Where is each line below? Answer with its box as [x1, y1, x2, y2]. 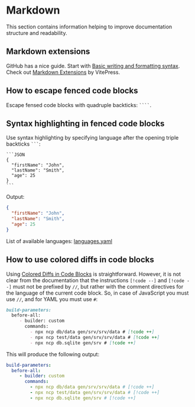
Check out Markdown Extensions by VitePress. [6, 69, 120, 76]
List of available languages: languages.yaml [6, 237, 112, 244]
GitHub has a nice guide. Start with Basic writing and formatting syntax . [6, 62, 180, 69]
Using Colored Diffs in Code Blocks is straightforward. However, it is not [6, 270, 181, 277]
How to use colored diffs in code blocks [6, 255, 155, 265]
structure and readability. [6, 29, 67, 36]
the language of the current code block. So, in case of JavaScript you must [6, 289, 189, 296]
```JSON [6, 152, 25, 158]
